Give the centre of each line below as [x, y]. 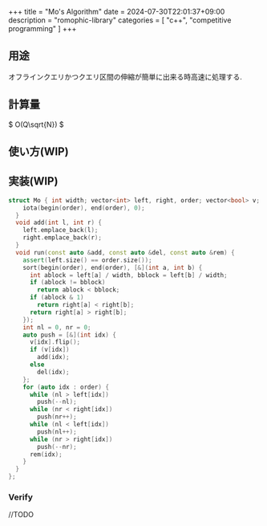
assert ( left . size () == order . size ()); [87, 260]
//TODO [21, 515]
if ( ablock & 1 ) [57, 298]
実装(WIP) [33, 181]
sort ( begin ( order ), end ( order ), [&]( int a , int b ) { [113, 267]
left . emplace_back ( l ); [61, 230]
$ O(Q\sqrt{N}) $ [36, 124]
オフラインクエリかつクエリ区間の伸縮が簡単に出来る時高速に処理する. [125, 76]
